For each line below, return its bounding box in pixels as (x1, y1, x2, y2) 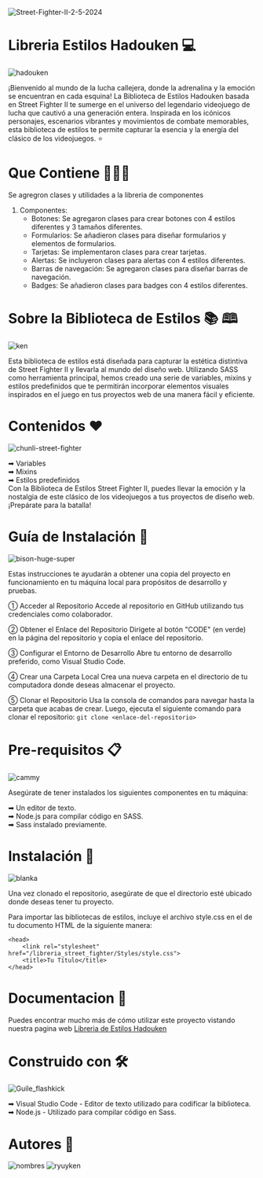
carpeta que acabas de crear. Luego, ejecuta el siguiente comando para (8, 704, 242, 713)
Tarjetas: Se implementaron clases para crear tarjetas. (31, 247, 206, 256)
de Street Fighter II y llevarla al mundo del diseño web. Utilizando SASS (8, 364, 239, 374)
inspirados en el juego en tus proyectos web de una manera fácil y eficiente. (8, 389, 255, 399)
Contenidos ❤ (8, 418, 104, 435)
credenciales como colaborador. (8, 609, 113, 619)
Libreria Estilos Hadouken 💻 (8, 36, 196, 54)
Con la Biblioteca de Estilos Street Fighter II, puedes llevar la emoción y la (8, 484, 246, 493)
